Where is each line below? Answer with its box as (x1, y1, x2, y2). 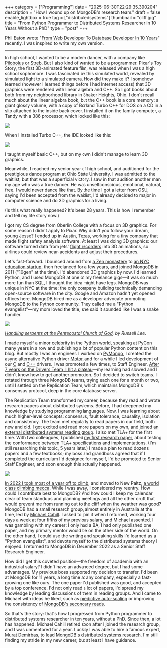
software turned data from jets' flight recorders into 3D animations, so (5, 244, 149, 249)
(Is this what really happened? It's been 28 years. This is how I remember (5, 207, 156, 213)
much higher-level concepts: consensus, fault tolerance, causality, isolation (5, 413, 160, 419)
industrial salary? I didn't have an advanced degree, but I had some (5, 564, 143, 570)
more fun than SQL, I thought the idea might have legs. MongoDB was (5, 280, 148, 286)
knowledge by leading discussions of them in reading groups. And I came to (5, 590, 161, 596)
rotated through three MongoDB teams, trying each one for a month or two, (5, 377, 160, 383)
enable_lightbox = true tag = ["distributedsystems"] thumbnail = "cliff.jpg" (5, 15, 157, 20)
